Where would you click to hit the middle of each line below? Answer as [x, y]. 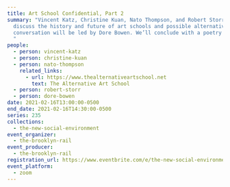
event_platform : [30, 166]
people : [18, 45]
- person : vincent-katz [47, 52]
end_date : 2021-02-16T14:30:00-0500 [59, 109]
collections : [26, 122]
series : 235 [24, 115]
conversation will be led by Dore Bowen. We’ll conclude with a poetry [118, 33]
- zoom [23, 173]
